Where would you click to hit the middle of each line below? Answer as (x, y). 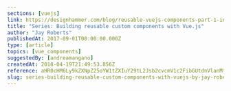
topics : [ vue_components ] (44, 52)
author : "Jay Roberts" (40, 32)
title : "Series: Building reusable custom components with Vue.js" (106, 26)
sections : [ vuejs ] (33, 13)
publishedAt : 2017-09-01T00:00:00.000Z (64, 39)
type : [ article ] (30, 45)
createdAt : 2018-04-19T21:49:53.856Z (61, 64)
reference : (23, 70)
